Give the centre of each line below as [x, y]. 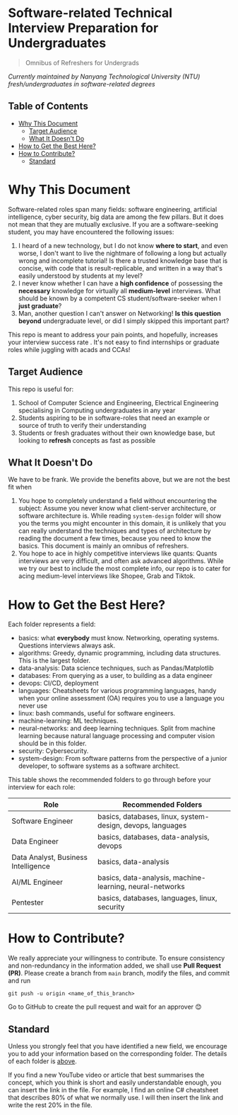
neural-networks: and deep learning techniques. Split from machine [117, 728]
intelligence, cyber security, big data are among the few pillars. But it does [116, 217]
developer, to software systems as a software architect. [99, 766]
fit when [20, 487]
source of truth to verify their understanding [82, 425]
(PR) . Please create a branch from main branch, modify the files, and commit [119, 973]
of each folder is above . [42, 1061]
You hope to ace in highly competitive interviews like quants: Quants [118, 553]
